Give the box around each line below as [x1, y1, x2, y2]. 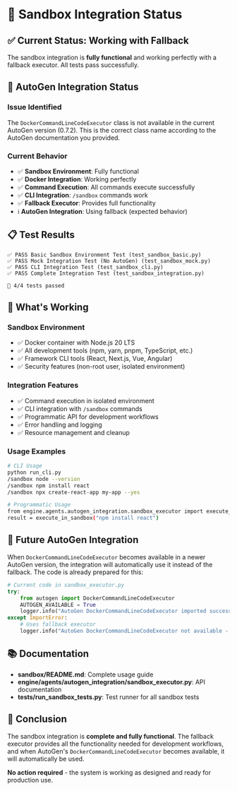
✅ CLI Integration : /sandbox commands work [17, 191, 148, 199]
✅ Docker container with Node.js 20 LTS [17, 338, 135, 347]
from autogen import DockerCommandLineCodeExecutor [20, 595, 175, 602]
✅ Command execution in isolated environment [17, 396, 155, 405]
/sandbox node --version [7, 475, 80, 482]
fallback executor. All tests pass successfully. [7, 61, 140, 69]
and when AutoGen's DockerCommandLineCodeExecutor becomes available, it [7, 747, 225, 755]
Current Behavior [7, 151, 68, 161]
